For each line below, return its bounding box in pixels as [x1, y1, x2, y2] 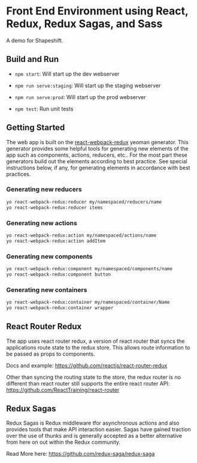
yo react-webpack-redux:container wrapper [6, 304, 114, 310]
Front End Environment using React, [6, 4, 189, 18]
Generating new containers [6, 285, 87, 294]
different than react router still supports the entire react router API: [6, 380, 170, 387]
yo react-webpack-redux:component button [6, 271, 111, 277]
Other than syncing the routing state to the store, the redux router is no [6, 374, 181, 381]
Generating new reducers [6, 185, 82, 193]
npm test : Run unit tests [14, 105, 74, 112]
